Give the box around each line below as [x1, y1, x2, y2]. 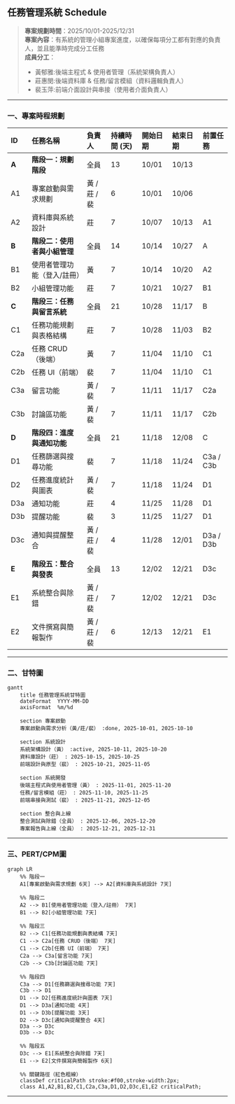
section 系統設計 [20, 739, 66, 746]
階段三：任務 [31, 297, 74, 307]
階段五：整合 [31, 559, 74, 569]
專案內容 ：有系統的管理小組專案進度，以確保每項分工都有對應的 [24, 35, 208, 43]
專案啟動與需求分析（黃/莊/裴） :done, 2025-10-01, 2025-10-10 [20, 725, 194, 732]
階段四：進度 [31, 428, 74, 438]
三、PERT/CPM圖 [7, 849, 66, 859]
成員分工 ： [24, 53, 56, 61]
